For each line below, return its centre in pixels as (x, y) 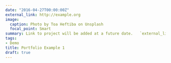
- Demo (12, 43)
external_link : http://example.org (43, 15)
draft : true (18, 52)
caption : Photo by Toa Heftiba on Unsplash (56, 24)
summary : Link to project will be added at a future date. (69, 34)
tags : (11, 39)
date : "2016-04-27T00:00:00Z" (37, 10)
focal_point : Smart (31, 29)
